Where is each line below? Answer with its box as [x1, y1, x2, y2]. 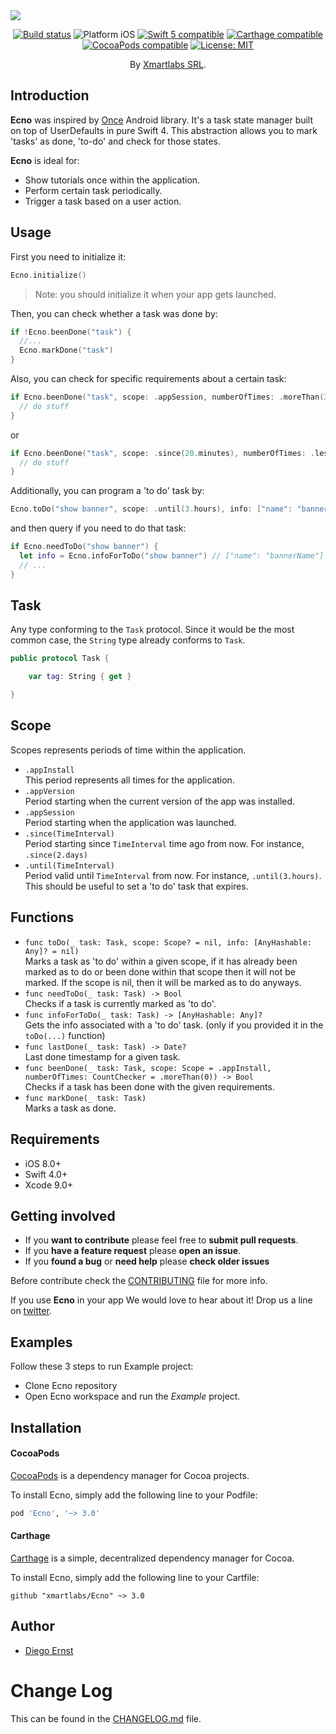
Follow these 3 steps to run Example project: [10, 1360, 194, 1373]
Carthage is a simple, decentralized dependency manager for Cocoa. [10, 1552, 295, 1564]
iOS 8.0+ [24, 1157, 62, 1169]
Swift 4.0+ [24, 1168, 68, 1180]
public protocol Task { [10, 654, 110, 664]
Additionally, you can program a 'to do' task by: [10, 485, 205, 497]
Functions [10, 909, 75, 926]
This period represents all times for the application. [24, 774, 235, 786]
